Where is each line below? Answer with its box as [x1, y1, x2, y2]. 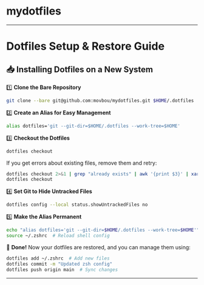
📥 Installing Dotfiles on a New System [6, 64, 154, 74]
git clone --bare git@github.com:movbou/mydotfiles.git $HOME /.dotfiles [6, 97, 194, 103]
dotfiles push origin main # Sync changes [6, 266, 118, 273]
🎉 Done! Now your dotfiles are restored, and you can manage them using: [6, 243, 191, 251]
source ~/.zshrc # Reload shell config [6, 233, 110, 239]
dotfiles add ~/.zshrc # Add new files [6, 255, 110, 261]
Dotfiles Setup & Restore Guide [6, 39, 165, 53]
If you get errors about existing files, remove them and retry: [6, 159, 157, 166]
